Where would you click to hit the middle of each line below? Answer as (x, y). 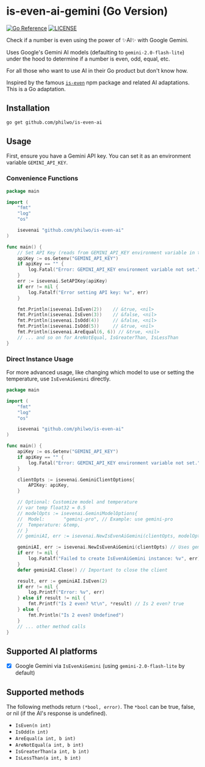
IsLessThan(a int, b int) (48, 758)
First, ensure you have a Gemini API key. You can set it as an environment (99, 156)
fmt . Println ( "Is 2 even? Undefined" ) (76, 615)
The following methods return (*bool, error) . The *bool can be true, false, (101, 707)
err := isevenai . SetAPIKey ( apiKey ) (63, 281)
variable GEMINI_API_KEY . (37, 163)
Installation (28, 108)
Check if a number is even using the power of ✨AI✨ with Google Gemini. (97, 40)
